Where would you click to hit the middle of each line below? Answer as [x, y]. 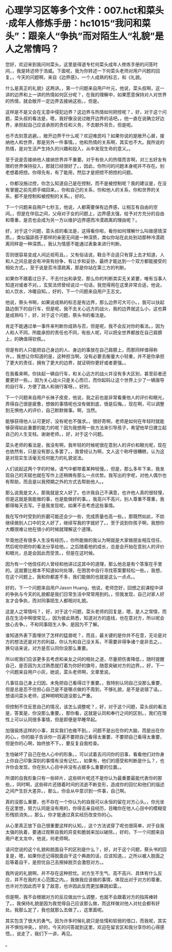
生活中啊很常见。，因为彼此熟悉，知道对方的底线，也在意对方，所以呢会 [89, 618]
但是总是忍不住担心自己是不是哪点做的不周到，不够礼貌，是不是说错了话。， [85, 689]
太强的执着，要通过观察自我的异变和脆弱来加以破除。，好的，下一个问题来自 [85, 832]
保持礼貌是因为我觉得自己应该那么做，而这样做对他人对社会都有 [88, 903]
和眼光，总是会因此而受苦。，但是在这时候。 [51, 553]
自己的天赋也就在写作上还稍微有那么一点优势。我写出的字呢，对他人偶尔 [86, 475]
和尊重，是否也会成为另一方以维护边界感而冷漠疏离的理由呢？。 [72, 220]
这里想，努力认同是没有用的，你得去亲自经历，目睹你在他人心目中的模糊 [86, 808]
